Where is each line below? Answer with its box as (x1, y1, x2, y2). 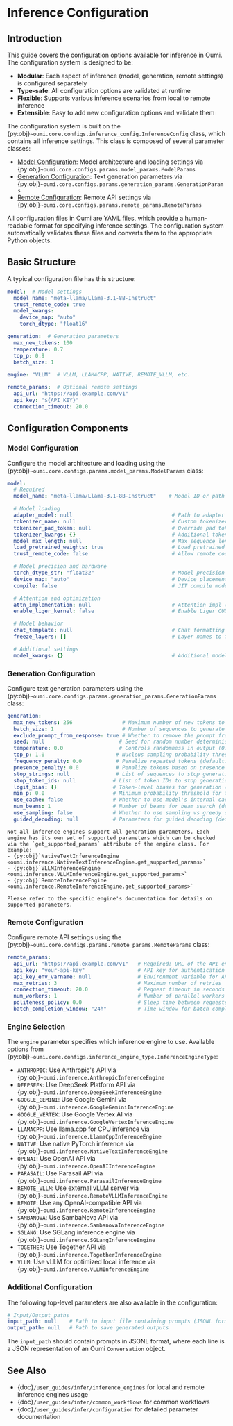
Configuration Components (7, 422, 128, 435)
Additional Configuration (7, 1282, 92, 1292)
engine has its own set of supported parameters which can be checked (7, 834, 216, 841)
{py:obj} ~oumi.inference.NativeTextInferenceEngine (17, 1147, 168, 1155)
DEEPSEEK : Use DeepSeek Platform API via (17, 1081, 136, 1089)
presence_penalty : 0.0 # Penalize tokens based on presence (13, 764, 225, 771)
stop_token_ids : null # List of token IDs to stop (13, 777, 197, 784)
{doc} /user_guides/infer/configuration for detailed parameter (17, 1405, 199, 1414)
